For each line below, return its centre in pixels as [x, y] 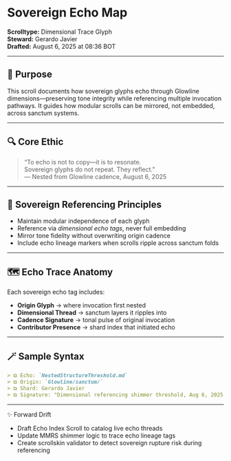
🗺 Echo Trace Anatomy [60, 272]
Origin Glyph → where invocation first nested [81, 305]
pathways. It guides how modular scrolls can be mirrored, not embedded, [111, 105]
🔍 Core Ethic [35, 142]
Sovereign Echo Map [67, 13]
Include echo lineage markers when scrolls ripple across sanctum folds [118, 243]
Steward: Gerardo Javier [42, 39]
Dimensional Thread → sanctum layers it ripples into [92, 313]
